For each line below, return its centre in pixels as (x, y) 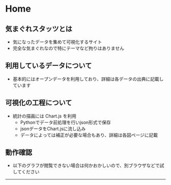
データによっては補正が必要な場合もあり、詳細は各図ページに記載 (89, 135)
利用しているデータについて (49, 66)
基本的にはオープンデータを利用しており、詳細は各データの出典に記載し (88, 79)
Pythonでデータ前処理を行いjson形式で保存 (65, 122)
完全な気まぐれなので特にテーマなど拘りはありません (68, 48)
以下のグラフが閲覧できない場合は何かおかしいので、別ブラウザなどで (86, 166)
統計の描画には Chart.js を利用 (44, 116)
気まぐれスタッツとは (39, 29)
